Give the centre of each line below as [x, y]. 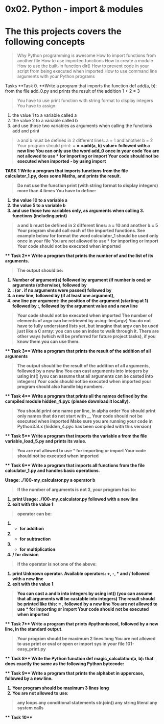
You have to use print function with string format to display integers [85, 101]
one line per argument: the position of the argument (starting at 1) [80, 301]
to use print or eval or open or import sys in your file [71, 644]
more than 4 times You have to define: [57, 191]
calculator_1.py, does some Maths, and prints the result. [63, 176]
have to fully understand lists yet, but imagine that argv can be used [88, 326]
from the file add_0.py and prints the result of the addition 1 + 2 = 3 [72, 91]
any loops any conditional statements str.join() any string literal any [87, 703]
